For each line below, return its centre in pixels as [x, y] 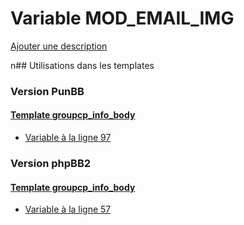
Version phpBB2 [51, 163]
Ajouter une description [59, 46]
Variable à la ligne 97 [68, 138]
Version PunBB [47, 91]
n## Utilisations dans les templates [82, 65]
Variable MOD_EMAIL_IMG [122, 18]
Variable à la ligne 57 [68, 209]
